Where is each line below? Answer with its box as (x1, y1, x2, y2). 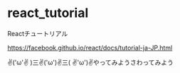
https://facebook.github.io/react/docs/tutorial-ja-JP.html (7, 43, 173, 52)
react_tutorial (7, 5, 89, 21)
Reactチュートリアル (7, 29, 68, 38)
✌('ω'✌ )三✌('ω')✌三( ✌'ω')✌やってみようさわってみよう (7, 58, 174, 67)
